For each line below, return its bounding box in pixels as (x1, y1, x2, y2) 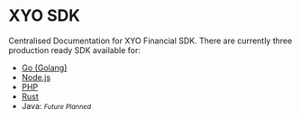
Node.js (21, 71, 51, 82)
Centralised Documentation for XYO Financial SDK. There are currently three (8, 35, 293, 46)
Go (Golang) (21, 62, 68, 73)
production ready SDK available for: (8, 44, 141, 55)
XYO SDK (8, 5, 80, 26)
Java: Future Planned (21, 100, 92, 111)
